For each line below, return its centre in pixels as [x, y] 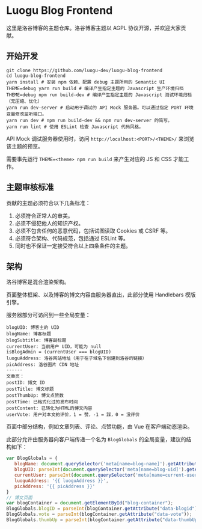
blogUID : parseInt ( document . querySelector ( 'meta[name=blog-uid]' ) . [100, 469]
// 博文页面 [20, 497]
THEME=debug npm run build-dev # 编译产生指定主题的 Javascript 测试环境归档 [99, 95]
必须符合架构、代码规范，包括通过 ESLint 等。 [72, 238]
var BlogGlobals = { [32, 458]
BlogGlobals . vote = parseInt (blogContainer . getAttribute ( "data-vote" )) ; [99, 515]
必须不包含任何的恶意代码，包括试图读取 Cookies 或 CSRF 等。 [93, 231]
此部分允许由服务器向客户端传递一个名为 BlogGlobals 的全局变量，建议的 [96, 439]
